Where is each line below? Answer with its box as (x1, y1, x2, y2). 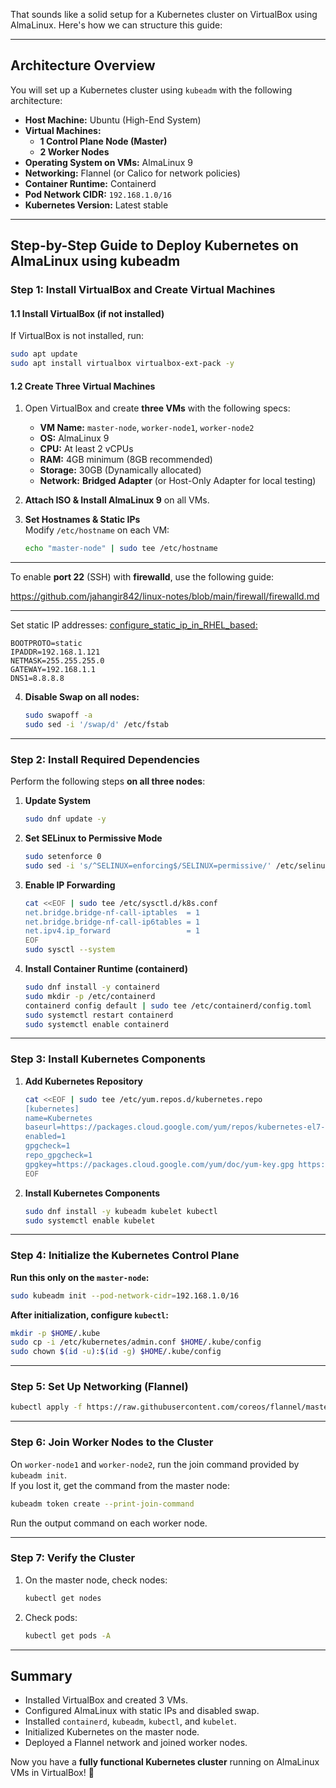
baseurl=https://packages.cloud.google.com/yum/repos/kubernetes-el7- (24, 1122, 326, 1133)
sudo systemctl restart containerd (24, 1010, 174, 1020)
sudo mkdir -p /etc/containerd (24, 991, 156, 1001)
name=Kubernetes (24, 1113, 93, 1123)
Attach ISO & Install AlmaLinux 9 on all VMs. (24, 494, 210, 506)
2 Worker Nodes (39, 145, 110, 158)
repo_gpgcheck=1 (24, 1150, 93, 1160)
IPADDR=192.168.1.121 (10, 647, 101, 658)
